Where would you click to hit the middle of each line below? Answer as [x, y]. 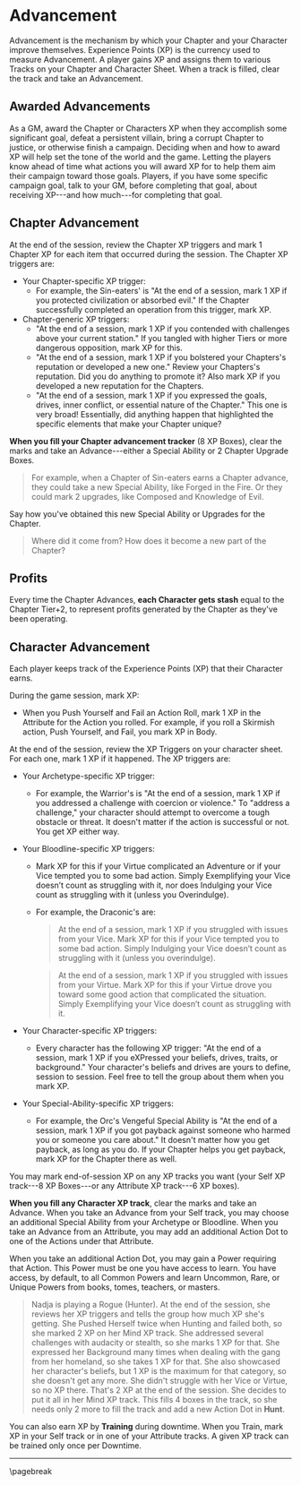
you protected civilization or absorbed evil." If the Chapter [142, 300]
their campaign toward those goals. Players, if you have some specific [139, 176]
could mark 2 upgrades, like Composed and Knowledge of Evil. [147, 496]
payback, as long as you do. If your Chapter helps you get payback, [161, 1150]
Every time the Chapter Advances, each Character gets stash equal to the [147, 600]
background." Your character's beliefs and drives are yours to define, [163, 1068]
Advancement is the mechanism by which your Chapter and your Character [149, 40]
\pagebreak [30, 1472]
